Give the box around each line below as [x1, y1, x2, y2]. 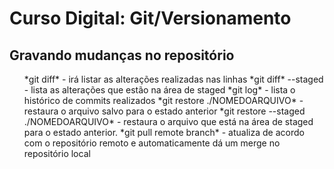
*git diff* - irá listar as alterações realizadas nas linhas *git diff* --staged [23, 73, 324, 85]
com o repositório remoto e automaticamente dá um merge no [23, 137, 281, 149]
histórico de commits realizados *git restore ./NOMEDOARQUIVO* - [23, 95, 304, 106]
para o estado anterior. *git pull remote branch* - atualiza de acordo [23, 127, 305, 138]
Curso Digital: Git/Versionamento [9, 7, 292, 30]
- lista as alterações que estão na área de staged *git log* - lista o [23, 84, 296, 96]
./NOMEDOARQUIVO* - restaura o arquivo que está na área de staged [23, 116, 314, 127]
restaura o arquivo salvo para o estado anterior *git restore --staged [23, 105, 306, 117]
